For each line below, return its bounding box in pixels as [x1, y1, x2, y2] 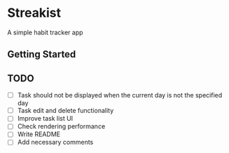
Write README [17, 130, 61, 138]
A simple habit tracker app [7, 28, 83, 36]
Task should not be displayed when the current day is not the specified [17, 91, 223, 100]
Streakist [7, 5, 62, 21]
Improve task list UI [17, 114, 74, 123]
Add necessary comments [17, 138, 94, 147]
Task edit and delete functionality [17, 107, 114, 115]
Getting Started [7, 48, 76, 60]
